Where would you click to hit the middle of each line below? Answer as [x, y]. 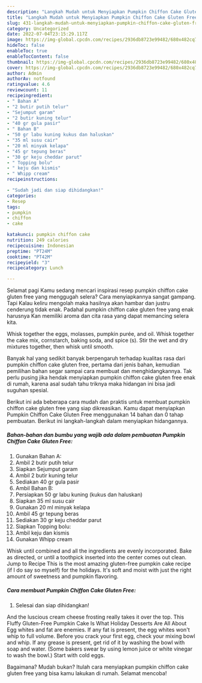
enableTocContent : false [38, 56]
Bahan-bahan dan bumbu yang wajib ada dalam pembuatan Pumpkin [96, 435]
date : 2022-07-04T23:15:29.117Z [47, 34]
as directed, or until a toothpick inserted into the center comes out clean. [97, 557]
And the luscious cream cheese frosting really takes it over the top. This [96, 617]
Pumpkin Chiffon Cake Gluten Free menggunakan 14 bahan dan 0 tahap [95, 414]
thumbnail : [20, 62]
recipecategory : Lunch [35, 268]
